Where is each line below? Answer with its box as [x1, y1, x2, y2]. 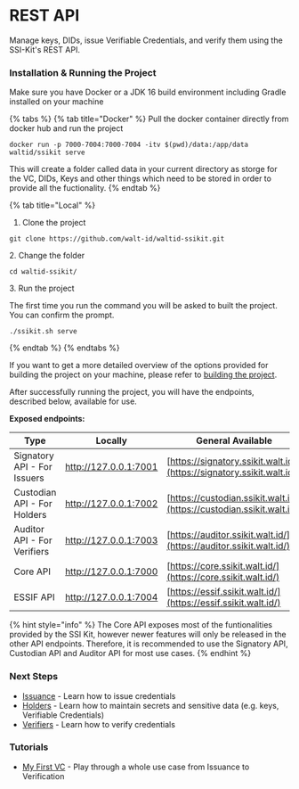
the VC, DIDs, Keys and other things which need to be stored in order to [9, 173, 271, 184]
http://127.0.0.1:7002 [65, 497, 158, 510]
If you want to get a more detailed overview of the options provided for [9, 360, 269, 371]
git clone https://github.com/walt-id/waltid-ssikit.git [9, 234, 225, 243]
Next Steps [9, 670, 59, 683]
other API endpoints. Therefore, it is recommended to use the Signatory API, [9, 638, 288, 649]
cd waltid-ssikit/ [9, 267, 77, 276]
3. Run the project [9, 283, 75, 294]
